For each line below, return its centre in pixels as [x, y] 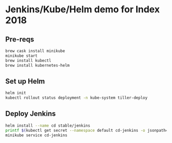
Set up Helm [25, 81]
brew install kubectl [28, 60]
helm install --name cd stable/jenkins [48, 126]
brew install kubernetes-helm [38, 65]
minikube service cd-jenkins [36, 135]
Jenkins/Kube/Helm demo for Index [83, 9]
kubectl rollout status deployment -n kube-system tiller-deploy [76, 98]
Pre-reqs [20, 39]
